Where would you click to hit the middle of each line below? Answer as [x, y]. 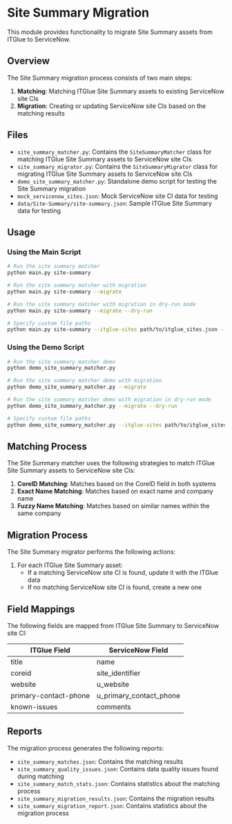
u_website [113, 684]
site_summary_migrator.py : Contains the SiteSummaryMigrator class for [117, 166]
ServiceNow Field [138, 650]
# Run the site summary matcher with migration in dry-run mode [101, 304]
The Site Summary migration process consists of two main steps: [100, 78]
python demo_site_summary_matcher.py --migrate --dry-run [92, 406]
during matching [40, 776]
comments [114, 706]
